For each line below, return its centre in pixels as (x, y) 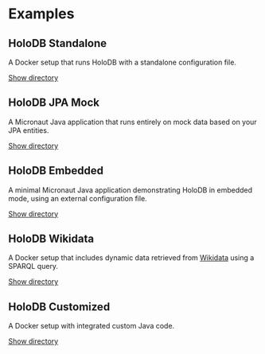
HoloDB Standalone (58, 43)
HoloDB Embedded (56, 171)
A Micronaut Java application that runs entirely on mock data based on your (132, 122)
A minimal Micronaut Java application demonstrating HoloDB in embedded (131, 190)
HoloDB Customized (59, 307)
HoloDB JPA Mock (54, 103)
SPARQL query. (33, 266)
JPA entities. (29, 130)
